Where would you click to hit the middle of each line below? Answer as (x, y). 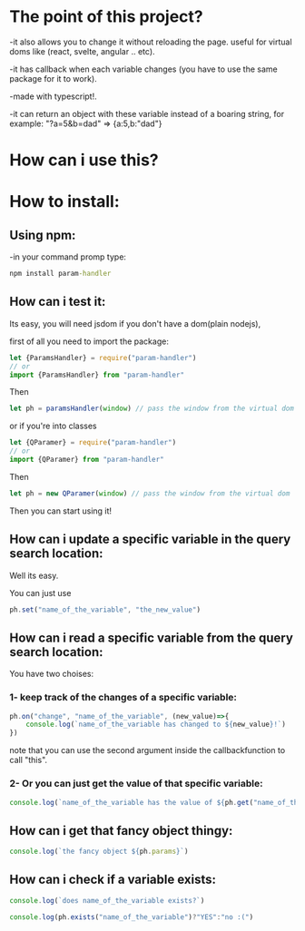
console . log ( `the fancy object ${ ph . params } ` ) (99, 852)
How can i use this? (84, 160)
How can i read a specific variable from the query (151, 637)
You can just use (40, 593)
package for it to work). (53, 78)
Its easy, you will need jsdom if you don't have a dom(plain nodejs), (135, 323)
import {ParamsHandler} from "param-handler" (97, 375)
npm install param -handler (60, 274)
